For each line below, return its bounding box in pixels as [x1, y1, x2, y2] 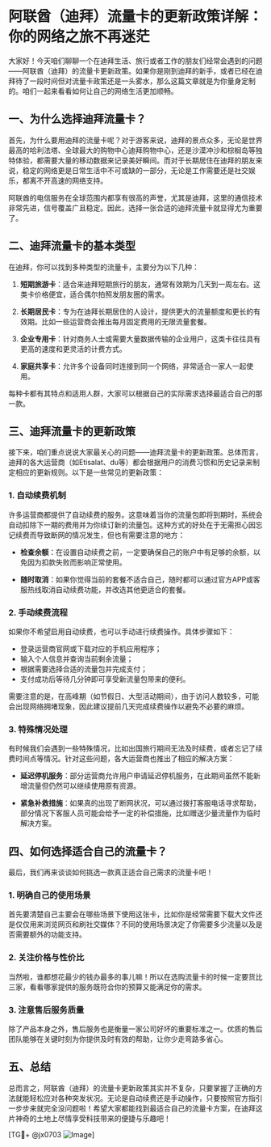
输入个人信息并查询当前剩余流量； [19, 654, 134, 663]
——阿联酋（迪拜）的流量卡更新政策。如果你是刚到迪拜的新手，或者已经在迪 [8, 66, 263, 75]
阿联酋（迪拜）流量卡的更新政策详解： [8, 7, 264, 26]
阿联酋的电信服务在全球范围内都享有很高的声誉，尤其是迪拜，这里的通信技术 [8, 193, 263, 202]
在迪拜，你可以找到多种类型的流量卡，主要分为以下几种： [8, 262, 199, 272]
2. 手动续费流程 [8, 607, 69, 618]
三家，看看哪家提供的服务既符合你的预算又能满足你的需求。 [8, 982, 206, 992]
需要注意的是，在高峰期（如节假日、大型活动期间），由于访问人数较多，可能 [8, 691, 260, 700]
